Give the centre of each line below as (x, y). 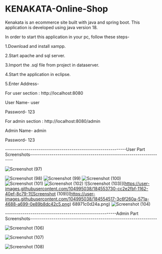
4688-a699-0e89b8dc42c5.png (37, 204)
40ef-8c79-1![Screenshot (30, 194)
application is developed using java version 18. (51, 27)
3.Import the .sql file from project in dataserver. (52, 65)
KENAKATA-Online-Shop (57, 9)
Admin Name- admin (26, 130)
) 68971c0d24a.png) (90, 204)
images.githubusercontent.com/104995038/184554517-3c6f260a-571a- (77, 199)
